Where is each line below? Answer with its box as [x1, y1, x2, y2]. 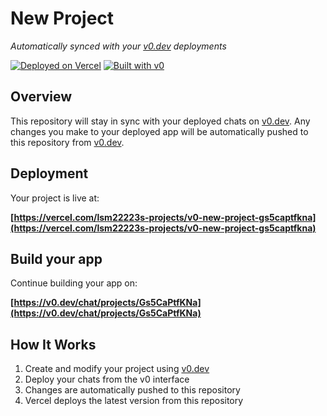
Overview [10, 88, 73, 106]
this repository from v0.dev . [10, 136, 125, 148]
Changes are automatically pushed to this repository [24, 384, 241, 396]
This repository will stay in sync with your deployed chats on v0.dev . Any [10, 115, 311, 127]
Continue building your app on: [10, 277, 138, 289]
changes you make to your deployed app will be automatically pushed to [10, 125, 309, 137]
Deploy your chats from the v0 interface [24, 373, 190, 386]
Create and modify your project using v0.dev [24, 363, 210, 375]
